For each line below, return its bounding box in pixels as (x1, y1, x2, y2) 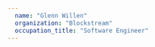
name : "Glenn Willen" (15, 11, 88, 20)
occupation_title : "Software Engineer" (15, 26, 149, 34)
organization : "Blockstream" (15, 19, 113, 27)
